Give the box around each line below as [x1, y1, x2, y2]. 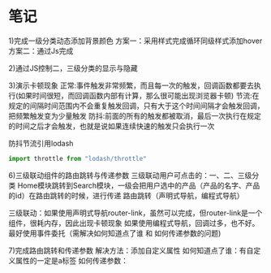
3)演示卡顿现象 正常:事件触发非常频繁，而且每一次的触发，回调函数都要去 [8, 80, 254, 90]
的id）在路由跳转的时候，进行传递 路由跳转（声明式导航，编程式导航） [8, 190, 244, 200]
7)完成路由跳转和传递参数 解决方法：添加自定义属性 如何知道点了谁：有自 [8, 245, 254, 255]
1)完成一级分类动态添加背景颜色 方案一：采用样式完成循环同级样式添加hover [8, 36, 263, 45]
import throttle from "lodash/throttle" [8, 154, 148, 162]
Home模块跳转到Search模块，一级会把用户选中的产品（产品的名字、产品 [17, 180, 260, 190]
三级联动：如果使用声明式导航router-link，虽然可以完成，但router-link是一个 [8, 208, 263, 218]
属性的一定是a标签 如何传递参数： [15, 255, 128, 265]
